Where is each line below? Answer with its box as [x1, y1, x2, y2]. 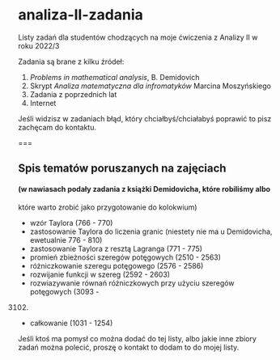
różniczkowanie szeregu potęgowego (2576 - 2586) [29, 260, 204, 270]
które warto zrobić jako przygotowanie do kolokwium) [18, 202, 197, 212]
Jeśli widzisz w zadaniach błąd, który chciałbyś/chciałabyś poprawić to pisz [18, 113, 272, 123]
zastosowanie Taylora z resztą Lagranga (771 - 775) [29, 244, 202, 253]
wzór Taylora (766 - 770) [29, 218, 113, 227]
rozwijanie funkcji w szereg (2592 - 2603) [29, 269, 170, 279]
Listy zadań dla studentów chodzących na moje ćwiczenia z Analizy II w [18, 32, 258, 42]
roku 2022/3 [18, 40, 60, 50]
